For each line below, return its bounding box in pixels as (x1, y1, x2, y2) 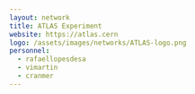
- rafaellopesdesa (17, 55, 87, 64)
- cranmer (17, 72, 54, 81)
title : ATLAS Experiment (9, 21, 102, 30)
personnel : (9, 47, 50, 56)
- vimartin (17, 64, 58, 73)
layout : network (9, 13, 70, 22)
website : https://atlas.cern (9, 30, 119, 38)
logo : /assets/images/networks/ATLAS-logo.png (9, 38, 187, 47)
